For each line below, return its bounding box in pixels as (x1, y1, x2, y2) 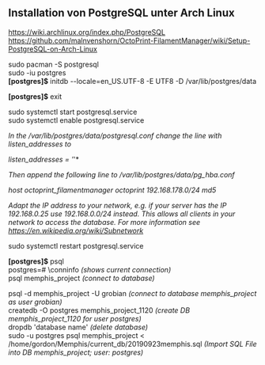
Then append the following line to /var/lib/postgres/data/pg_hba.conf (8, 169, 235, 179)
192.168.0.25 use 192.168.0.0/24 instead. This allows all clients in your (8, 209, 236, 219)
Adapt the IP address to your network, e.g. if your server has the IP (8, 200, 227, 210)
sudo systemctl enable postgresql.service (8, 115, 145, 125)
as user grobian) (8, 297, 62, 306)
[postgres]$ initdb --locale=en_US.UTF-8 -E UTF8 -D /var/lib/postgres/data (8, 76, 257, 86)
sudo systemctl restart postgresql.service (8, 241, 144, 250)
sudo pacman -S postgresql (8, 59, 99, 69)
